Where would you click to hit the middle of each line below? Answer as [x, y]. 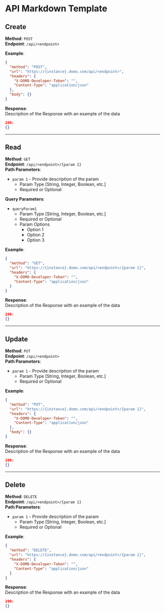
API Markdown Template [56, 9]
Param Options [35, 224]
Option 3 [36, 240]
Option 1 [35, 230]
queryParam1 [24, 209]
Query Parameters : [25, 199]
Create [16, 27]
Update [17, 339]
